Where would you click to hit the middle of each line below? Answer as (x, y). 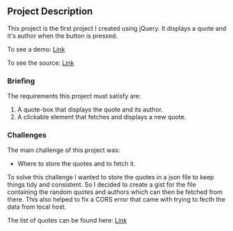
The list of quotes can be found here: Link (67, 221)
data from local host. (37, 207)
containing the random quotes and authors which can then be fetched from (115, 192)
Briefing (21, 81)
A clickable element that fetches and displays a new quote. (102, 117)
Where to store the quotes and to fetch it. (76, 164)
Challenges (27, 135)
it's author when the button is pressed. (63, 36)
